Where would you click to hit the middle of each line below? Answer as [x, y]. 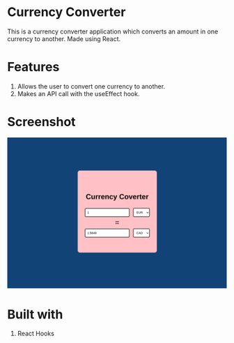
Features [33, 67]
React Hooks [36, 334]
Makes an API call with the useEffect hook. [78, 93]
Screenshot [41, 122]
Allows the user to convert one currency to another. [91, 86]
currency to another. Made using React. [64, 38]
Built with [35, 314]
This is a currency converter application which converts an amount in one [113, 31]
